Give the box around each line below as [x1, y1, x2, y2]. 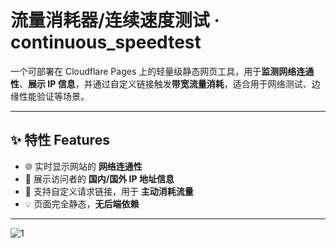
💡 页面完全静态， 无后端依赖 [24, 197, 140, 210]
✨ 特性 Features [10, 132, 110, 149]
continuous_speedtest [10, 31, 202, 54]
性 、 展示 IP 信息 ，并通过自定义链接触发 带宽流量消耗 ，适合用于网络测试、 [10, 77, 312, 90]
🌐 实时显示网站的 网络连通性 [24, 160, 143, 172]
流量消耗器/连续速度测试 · [10, 9, 220, 32]
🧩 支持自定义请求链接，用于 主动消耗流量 [24, 185, 194, 197]
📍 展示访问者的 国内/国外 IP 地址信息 [24, 172, 175, 185]
